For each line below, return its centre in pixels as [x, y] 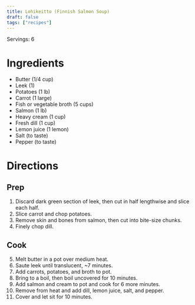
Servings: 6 [21, 39]
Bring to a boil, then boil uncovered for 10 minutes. [76, 278]
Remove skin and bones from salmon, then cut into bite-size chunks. [98, 220]
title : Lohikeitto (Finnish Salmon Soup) [58, 11]
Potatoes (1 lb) [33, 92]
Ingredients [35, 63]
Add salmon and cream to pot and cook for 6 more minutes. [88, 284]
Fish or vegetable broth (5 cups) [54, 104]
